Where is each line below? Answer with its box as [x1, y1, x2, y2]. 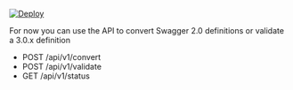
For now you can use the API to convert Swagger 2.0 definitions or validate [9, 26, 285, 35]
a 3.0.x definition [9, 35, 71, 45]
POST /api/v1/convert [21, 52, 102, 62]
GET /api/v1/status [21, 71, 91, 81]
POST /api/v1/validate [21, 62, 102, 71]
